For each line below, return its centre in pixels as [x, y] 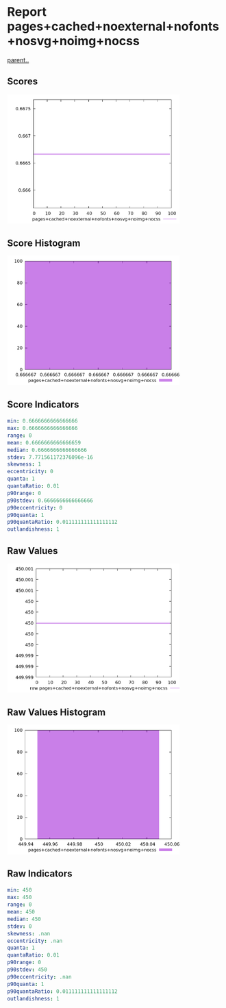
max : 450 [20, 898]
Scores [23, 82]
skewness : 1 [24, 464]
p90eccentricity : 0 [35, 507]
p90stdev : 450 [27, 970]
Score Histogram [44, 243]
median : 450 [24, 919]
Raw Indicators [40, 873]
